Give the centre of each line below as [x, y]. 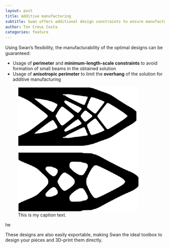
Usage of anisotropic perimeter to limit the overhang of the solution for [88, 74]
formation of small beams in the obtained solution [64, 69]
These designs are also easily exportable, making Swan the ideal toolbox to [84, 235]
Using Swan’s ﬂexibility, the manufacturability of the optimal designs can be [84, 48]
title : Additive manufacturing [38, 16]
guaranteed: [18, 53]
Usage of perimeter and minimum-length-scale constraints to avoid [85, 63]
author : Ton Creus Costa [31, 27]
